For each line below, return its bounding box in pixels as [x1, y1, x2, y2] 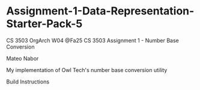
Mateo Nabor [6, 55, 39, 62]
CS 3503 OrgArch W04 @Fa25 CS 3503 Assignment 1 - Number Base [6, 37, 179, 44]
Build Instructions [6, 78, 50, 85]
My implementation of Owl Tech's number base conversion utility [6, 66, 168, 73]
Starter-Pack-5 [6, 17, 83, 31]
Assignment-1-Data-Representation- [6, 4, 195, 18]
